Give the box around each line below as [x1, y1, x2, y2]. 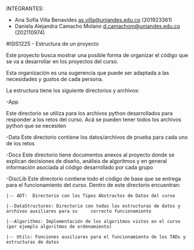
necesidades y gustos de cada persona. [6, 76, 104, 82]
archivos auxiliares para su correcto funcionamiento [6, 208, 152, 214]
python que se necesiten [6, 122, 67, 129]
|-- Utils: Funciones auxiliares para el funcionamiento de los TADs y [6, 234, 186, 240]
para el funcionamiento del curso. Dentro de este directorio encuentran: [6, 182, 181, 188]
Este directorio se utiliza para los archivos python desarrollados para [6, 110, 173, 116]
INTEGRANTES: [6, 5, 44, 12]
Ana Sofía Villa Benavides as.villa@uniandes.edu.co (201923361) [14, 16, 172, 23]
